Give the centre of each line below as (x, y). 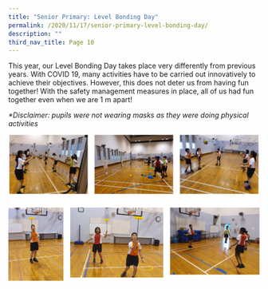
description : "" (35, 34)
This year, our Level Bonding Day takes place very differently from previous (132, 66)
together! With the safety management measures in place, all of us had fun (131, 91)
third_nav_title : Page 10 (51, 42)
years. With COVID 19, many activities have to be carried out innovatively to (132, 74)
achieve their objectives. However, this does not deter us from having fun (129, 83)
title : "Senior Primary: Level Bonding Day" (83, 17)
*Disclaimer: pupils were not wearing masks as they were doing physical (128, 115)
